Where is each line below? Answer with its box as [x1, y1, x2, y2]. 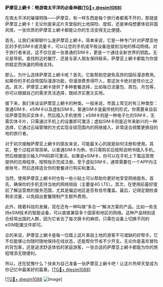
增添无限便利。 [9, 250, 39, 256]
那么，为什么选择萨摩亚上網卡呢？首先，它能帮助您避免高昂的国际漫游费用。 [5, 72, 158, 77]
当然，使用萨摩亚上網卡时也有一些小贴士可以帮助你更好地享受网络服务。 [5, 175, 149, 181]
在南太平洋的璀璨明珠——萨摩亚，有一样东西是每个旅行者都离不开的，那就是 [5, 15, 158, 21]
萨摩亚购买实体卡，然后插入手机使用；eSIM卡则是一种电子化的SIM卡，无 [9, 112, 155, 118]
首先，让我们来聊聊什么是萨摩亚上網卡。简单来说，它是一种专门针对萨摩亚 [5, 37, 154, 43]
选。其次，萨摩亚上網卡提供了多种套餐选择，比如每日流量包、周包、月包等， [5, 84, 158, 90]
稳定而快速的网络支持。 [9, 61, 56, 67]
